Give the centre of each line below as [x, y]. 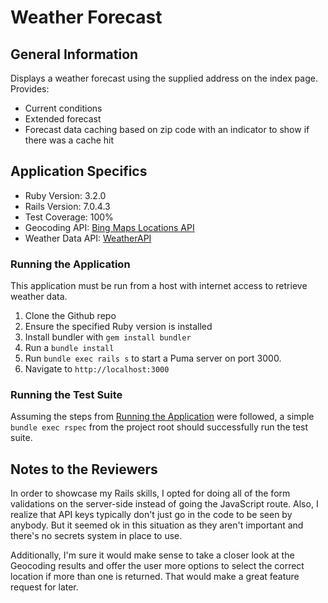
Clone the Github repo [70, 316]
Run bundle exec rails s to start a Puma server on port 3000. [153, 358]
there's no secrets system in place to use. [96, 536]
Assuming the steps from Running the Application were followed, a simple [162, 417]
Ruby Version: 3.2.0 [65, 195]
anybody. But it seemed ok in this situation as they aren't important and [157, 525]
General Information [74, 54]
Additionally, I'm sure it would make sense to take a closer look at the [152, 555]
